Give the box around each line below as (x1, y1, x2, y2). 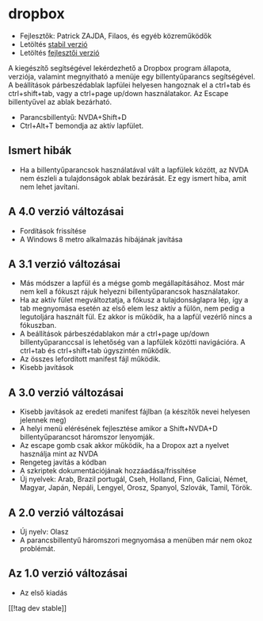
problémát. (19, 544, 55, 553)
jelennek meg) (19, 415, 67, 425)
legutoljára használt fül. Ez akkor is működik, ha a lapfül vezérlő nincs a (19, 312, 253, 322)
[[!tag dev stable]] (8, 603, 67, 612)
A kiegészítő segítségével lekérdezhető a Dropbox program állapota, (8, 63, 231, 72)
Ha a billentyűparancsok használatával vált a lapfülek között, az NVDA (19, 164, 249, 175)
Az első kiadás (19, 588, 68, 597)
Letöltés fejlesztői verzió (19, 48, 100, 57)
